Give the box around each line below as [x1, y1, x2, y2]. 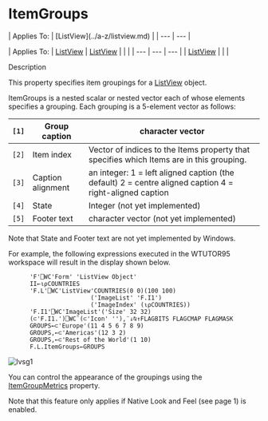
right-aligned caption [89, 187, 169, 198]
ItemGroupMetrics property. [8, 380, 100, 390]
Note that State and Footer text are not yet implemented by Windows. [8, 233, 236, 243]
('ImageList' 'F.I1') [90, 293, 162, 302]
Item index [32, 149, 72, 160]
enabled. [8, 404, 37, 414]
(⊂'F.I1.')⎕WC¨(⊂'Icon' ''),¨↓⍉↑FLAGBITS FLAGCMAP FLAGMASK [29, 315, 234, 323]
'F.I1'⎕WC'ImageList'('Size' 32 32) [29, 308, 152, 316]
